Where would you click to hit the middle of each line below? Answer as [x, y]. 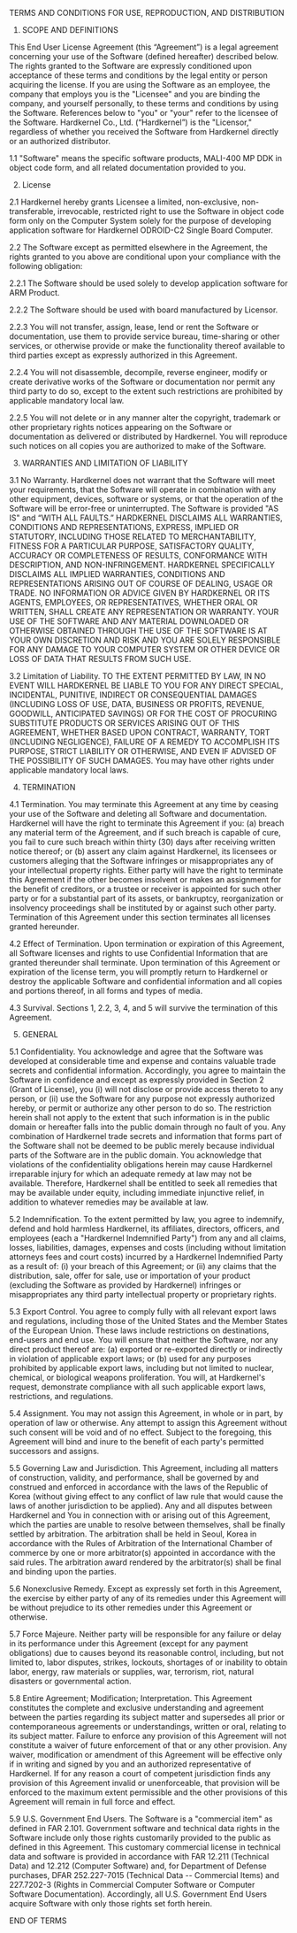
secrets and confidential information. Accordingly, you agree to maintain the [147, 1070]
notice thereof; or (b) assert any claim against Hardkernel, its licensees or [143, 851]
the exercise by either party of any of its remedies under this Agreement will [148, 1598]
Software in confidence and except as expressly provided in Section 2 [137, 1080]
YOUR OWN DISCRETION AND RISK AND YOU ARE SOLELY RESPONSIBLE [145, 640]
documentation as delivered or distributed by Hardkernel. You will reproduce [148, 436]
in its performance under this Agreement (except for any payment [129, 1644]
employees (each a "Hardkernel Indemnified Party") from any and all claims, [148, 1238]
